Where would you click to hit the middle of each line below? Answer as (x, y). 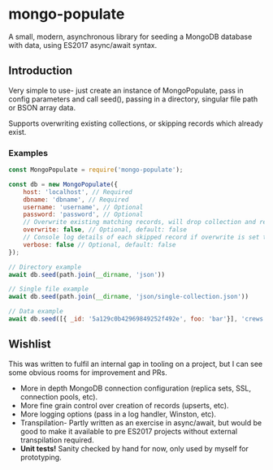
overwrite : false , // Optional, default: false (105, 230)
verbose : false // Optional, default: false (100, 244)
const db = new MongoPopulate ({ (63, 184)
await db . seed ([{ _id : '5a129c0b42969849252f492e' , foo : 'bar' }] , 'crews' (138, 319)
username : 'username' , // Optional (83, 207)
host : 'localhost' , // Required (78, 192)
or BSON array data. (42, 107)
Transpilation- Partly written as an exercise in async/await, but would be (141, 422)
